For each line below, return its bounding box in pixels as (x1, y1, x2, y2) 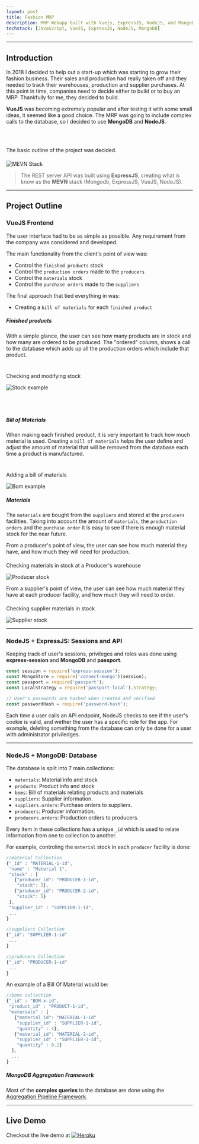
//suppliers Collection (6, 926, 65, 932)
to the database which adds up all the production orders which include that (6, 345, 190, 352)
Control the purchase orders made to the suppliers (14, 281, 140, 288)
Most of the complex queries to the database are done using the (6, 1086, 165, 1093)
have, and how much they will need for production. (6, 548, 130, 556)
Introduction (6, 53, 53, 63)
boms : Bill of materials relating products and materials (14, 789, 143, 796)
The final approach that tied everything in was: (6, 292, 120, 299)
